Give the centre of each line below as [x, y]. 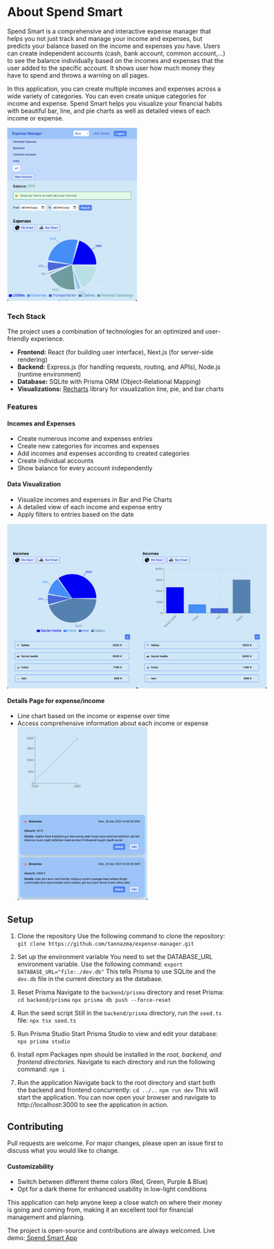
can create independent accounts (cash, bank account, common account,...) [116, 53]
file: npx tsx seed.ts [47, 1021]
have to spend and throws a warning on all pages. [78, 75]
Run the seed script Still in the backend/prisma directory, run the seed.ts [119, 1013]
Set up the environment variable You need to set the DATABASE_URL [115, 957]
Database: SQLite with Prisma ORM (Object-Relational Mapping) [109, 382]
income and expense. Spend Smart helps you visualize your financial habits [115, 103]
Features [22, 407]
